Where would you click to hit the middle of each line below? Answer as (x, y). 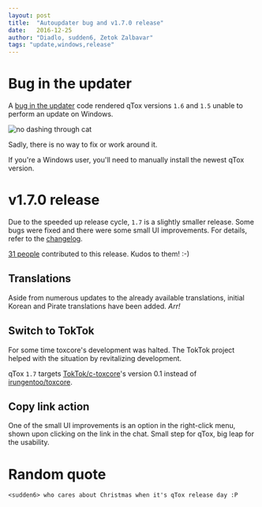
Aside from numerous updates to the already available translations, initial (126, 297)
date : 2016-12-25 (40, 30)
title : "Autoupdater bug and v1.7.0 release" (86, 23)
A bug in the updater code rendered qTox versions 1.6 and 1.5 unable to (125, 106)
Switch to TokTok (51, 331)
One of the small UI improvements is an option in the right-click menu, (122, 426)
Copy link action (49, 407)
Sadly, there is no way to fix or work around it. (83, 145)
